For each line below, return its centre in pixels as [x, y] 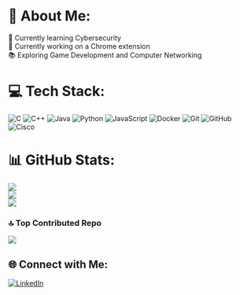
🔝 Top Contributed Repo [55, 223]
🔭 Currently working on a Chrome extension [79, 46]
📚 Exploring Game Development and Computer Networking [105, 55]
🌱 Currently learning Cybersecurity [65, 38]
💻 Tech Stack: [57, 92]
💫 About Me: [50, 16]
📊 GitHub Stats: [62, 160]
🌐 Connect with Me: [58, 264]
